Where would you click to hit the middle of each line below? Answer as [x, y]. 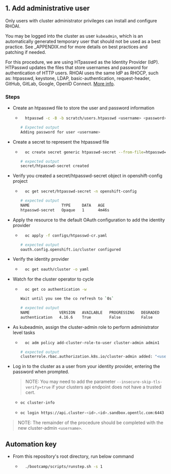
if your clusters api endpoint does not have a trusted [107, 387]
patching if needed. [26, 52]
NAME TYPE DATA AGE [63, 206]
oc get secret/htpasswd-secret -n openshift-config [81, 191]
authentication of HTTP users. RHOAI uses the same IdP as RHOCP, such [82, 73]
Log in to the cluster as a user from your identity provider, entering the [86, 367]
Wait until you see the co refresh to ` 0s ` [67, 299]
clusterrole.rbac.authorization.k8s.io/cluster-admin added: [86, 357]
